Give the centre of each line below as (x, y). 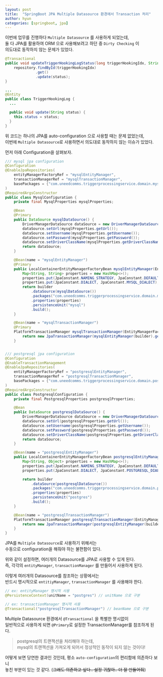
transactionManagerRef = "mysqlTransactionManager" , (68, 179)
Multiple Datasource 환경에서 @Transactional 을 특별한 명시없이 (67, 618)
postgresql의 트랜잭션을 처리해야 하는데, (56, 641)
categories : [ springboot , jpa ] (37, 23)
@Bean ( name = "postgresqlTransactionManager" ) (62, 515)
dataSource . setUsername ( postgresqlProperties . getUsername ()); (87, 426)
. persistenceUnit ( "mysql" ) (58, 305)
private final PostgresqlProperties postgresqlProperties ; (75, 399)
